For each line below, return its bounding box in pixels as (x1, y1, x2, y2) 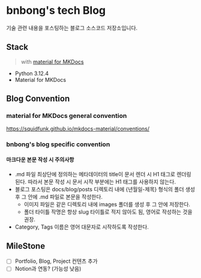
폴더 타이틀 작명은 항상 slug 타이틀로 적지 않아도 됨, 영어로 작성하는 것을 (23, 208, 193, 215)
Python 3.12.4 (14, 70, 49, 77)
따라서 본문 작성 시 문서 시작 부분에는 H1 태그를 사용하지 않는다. (28, 178, 176, 185)
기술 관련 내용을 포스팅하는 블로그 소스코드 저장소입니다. (6, 24, 138, 31)
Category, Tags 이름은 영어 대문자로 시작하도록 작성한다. (14, 223, 149, 230)
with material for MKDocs (20, 58, 84, 65)
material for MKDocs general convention (6, 112, 127, 120)
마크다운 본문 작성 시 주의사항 (6, 156, 74, 163)
